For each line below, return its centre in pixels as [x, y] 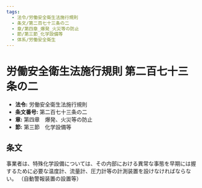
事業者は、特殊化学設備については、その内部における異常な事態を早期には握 [101, 163]
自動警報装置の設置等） [52, 178]
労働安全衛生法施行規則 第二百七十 [92, 71]
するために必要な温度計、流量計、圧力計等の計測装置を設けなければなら [96, 171]
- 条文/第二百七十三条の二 [40, 23]
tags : [13, 12]
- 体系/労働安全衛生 [34, 40]
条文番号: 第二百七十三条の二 [51, 111]
